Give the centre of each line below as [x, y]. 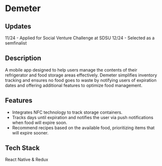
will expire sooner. [30, 133]
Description [23, 58]
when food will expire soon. [40, 122]
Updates [18, 26]
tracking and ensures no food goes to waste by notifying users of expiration [81, 80]
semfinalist [16, 43]
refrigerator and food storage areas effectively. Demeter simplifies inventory [81, 75]
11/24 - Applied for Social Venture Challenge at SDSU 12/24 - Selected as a [80, 38]
